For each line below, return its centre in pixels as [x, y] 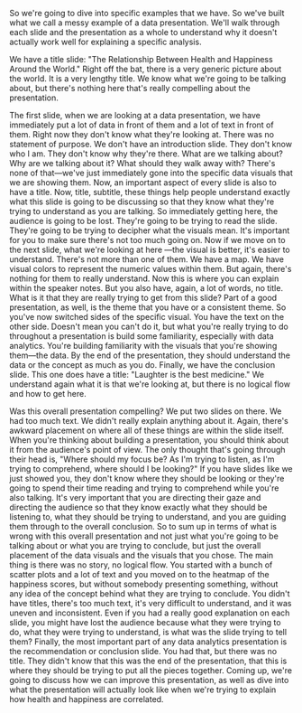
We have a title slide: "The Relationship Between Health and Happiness [141, 59]
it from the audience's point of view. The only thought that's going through [147, 450]
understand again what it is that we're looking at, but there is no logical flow [150, 384]
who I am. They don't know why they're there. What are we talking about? [146, 154]
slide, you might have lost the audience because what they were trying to [145, 622]
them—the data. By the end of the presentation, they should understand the [150, 355]
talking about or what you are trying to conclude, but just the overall [135, 545]
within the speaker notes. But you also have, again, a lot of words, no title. [146, 288]
